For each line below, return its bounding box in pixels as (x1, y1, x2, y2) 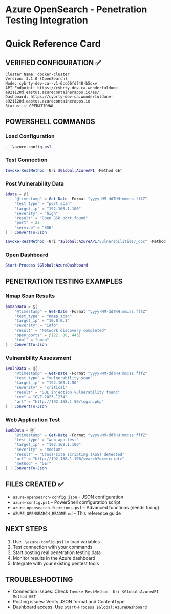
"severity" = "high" (14, 211, 58, 216)
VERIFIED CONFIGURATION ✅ (5, 58, 101, 67)
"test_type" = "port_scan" (14, 201, 72, 206)
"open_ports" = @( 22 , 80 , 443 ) (14, 333, 81, 338)
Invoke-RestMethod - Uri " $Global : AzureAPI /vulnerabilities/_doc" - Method (5, 239, 166, 244)
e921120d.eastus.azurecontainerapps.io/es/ (5, 90, 100, 95)
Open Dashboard (5, 251, 49, 258)
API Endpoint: (5, 86, 36, 91)
